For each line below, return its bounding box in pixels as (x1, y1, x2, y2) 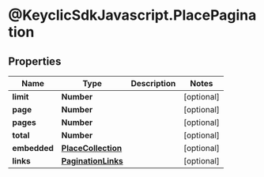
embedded (12, 143, 54, 153)
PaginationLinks (61, 156, 124, 166)
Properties (8, 55, 62, 68)
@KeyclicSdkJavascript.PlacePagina (8, 6, 257, 24)
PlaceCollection (61, 143, 123, 153)
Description (130, 78, 176, 88)
